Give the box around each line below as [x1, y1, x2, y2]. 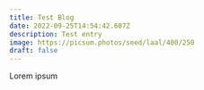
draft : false [9, 46, 58, 55]
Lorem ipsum [9, 70, 58, 81]
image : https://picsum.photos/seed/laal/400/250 [9, 37, 195, 47]
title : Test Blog [9, 12, 75, 22]
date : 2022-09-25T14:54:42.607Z [9, 21, 130, 30]
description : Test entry [9, 29, 102, 38]
